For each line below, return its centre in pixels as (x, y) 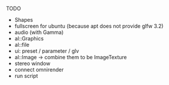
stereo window (32, 63)
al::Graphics (29, 38)
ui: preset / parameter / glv (47, 51)
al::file (22, 45)
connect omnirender (39, 69)
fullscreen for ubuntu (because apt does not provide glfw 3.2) (89, 26)
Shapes (24, 20)
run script (26, 76)
